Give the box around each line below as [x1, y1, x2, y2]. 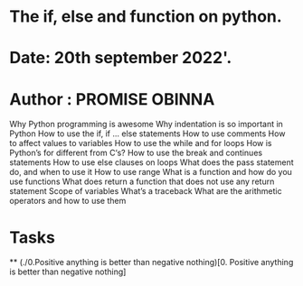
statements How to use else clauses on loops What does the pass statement [9, 157, 294, 168]
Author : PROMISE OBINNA [9, 88, 215, 109]
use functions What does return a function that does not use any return [9, 176, 275, 187]
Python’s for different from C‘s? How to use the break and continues [9, 147, 263, 159]
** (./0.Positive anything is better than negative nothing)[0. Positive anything [9, 257, 294, 268]
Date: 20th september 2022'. [9, 48, 232, 69]
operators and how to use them [9, 196, 127, 207]
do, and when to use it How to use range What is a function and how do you [9, 167, 292, 178]
